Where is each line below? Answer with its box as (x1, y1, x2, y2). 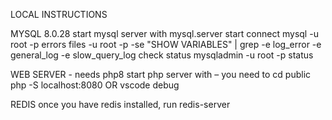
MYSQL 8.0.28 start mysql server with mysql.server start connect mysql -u (10, 28, 319, 39)
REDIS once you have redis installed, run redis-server (10, 99, 231, 110)
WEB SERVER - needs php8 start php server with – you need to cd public (10, 69, 312, 80)
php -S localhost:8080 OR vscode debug (10, 79, 180, 91)
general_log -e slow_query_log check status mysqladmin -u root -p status (10, 49, 314, 61)
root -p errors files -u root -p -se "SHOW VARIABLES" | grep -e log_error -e (10, 39, 322, 50)
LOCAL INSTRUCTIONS (10, 9, 108, 20)
